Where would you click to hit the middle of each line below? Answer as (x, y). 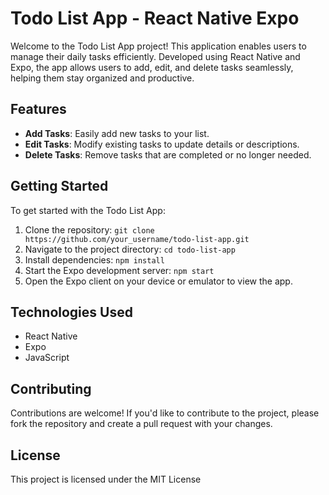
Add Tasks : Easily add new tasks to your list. (117, 133)
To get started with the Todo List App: (88, 210)
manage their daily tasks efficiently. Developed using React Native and (155, 56)
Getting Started (59, 186)
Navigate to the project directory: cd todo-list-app (130, 249)
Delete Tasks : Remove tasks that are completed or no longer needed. (168, 154)
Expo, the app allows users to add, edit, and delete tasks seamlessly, (152, 67)
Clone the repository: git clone (89, 229)
